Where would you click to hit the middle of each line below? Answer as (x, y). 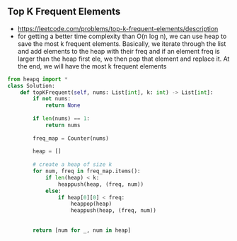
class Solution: (31, 86)
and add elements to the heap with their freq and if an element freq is (119, 51)
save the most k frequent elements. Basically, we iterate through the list (122, 43)
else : (53, 191)
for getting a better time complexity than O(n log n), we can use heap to (122, 36)
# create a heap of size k (73, 165)
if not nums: (52, 99)
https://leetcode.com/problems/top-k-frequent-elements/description (118, 28)
